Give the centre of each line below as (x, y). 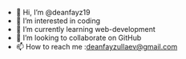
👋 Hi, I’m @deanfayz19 (53, 12)
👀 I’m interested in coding (58, 21)
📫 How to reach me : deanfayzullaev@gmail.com (97, 47)
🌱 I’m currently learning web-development (86, 29)
